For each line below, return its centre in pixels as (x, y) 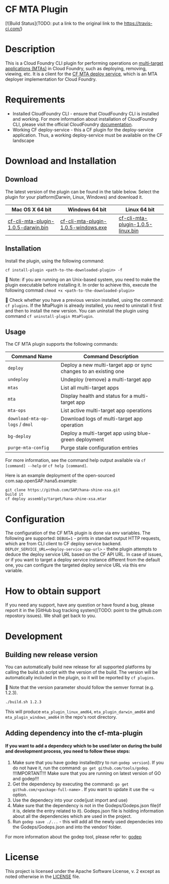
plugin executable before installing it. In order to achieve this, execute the (81, 285)
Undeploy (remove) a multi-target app (106, 380)
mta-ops (17, 411)
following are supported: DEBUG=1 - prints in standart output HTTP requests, (83, 538)
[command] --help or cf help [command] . (47, 466)
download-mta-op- (28, 419)
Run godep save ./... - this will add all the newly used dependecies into (88, 821)
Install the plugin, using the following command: (55, 261)
